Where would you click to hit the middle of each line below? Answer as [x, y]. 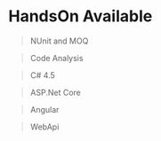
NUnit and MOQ [59, 41]
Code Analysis [56, 58]
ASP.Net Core [55, 92]
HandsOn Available [80, 16]
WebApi [44, 127]
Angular [44, 109]
